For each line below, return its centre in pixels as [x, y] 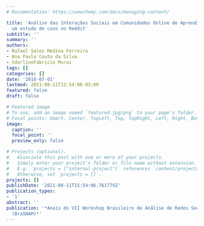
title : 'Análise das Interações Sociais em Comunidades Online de [92, 23]
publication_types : [31, 191]
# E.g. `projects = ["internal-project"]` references [78, 168]
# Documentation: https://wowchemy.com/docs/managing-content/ [88, 12]
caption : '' [27, 130]
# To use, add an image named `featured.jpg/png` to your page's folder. [102, 113]
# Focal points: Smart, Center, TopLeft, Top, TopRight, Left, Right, [97, 118]
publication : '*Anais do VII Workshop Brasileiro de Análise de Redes [97, 208]
